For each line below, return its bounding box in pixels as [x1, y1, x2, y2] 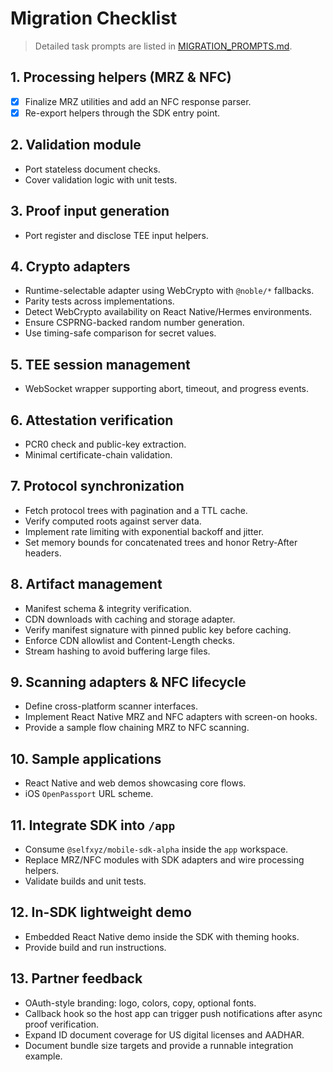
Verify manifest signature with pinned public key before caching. [24, 623, 292, 636]
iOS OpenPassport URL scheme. [24, 788, 154, 800]
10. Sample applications [10, 750, 162, 767]
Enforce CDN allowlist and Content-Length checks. [24, 634, 235, 646]
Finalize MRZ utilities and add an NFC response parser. [24, 95, 252, 107]
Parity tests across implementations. [24, 295, 175, 307]
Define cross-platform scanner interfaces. [24, 700, 199, 712]
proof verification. [24, 1018, 100, 1030]
